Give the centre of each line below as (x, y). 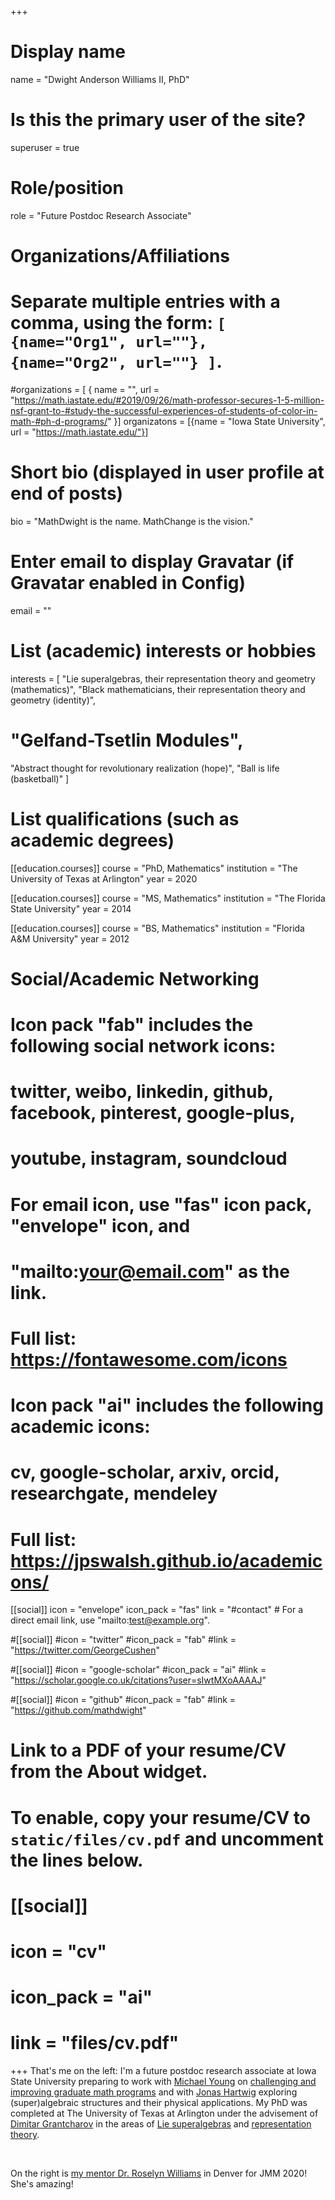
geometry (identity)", (53, 700)
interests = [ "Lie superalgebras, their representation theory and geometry (163, 678)
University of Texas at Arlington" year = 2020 (104, 878)
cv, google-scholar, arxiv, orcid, (145, 1472)
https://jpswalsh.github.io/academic (166, 1560)
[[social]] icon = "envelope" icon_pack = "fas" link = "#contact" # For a (157, 1610)
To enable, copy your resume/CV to (160, 1817)
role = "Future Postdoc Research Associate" (101, 215)
